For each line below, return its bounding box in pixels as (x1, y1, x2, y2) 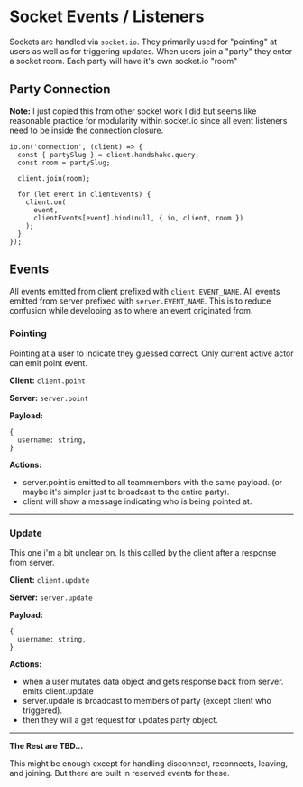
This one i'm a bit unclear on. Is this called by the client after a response (9, 548, 277, 558)
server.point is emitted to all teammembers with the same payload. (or (22, 476, 283, 487)
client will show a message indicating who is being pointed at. (22, 495, 252, 507)
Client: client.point (9, 375, 86, 386)
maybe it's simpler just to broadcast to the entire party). (22, 486, 230, 497)
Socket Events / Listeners (9, 6, 205, 27)
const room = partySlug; (17, 158, 111, 167)
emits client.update (22, 686, 95, 697)
